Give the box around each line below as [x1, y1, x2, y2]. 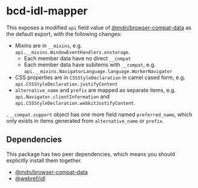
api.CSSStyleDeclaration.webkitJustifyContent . [14, 99, 135, 106]
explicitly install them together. [6, 157, 82, 164]
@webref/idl [14, 175, 46, 182]
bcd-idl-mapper [6, 4, 88, 18]
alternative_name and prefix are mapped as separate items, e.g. [14, 86, 176, 93]
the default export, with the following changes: [6, 30, 122, 37]
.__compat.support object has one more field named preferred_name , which [6, 111, 193, 118]
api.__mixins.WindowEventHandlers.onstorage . [14, 48, 131, 55]
